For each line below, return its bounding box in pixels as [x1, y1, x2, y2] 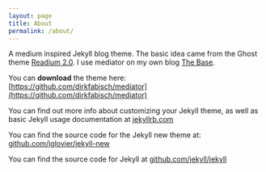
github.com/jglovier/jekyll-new [8, 139, 111, 149]
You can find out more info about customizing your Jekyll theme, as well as [8, 106, 259, 115]
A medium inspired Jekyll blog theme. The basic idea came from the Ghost [8, 49, 257, 59]
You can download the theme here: [8, 73, 127, 83]
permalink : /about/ [8, 27, 74, 35]
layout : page [8, 11, 53, 20]
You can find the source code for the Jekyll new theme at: [8, 130, 202, 140]
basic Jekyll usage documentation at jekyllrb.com [8, 115, 174, 124]
